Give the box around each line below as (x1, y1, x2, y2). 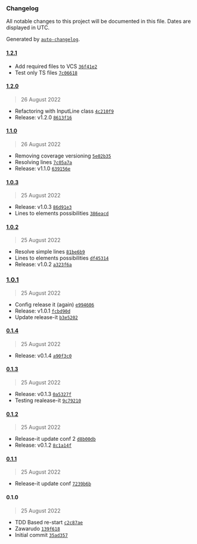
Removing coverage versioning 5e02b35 (14, 152, 111, 159)
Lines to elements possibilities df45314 (14, 255, 109, 262)
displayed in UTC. (6, 24, 50, 31)
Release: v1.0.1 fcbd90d (14, 307, 71, 314)
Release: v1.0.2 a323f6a (14, 261, 73, 268)
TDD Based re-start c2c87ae (14, 518, 83, 526)
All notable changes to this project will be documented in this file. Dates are (6, 18, 192, 25)
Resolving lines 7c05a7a (14, 158, 73, 165)
